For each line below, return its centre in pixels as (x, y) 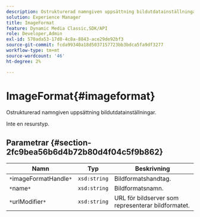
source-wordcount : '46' (36, 56)
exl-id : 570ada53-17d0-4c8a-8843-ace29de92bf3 (65, 39)
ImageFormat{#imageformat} (81, 96)
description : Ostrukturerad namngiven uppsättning (70, 12)
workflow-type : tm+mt (33, 51)
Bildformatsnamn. (139, 188)
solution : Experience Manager (44, 17)
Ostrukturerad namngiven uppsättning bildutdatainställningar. (81, 112)
